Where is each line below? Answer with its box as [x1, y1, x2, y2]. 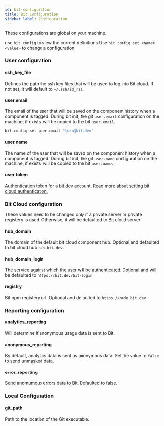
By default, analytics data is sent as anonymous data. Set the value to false [5, 353, 159, 359]
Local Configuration [5, 392, 54, 399]
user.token [5, 172, 28, 178]
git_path [5, 405, 23, 411]
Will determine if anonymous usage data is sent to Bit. [5, 330, 115, 336]
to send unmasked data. [5, 358, 54, 364]
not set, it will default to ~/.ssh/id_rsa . [5, 86, 84, 92]
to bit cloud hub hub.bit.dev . [5, 245, 64, 251]
